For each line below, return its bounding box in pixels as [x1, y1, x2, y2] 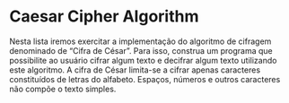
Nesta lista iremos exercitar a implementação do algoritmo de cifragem [9, 36, 272, 47]
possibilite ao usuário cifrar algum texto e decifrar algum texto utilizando [9, 55, 277, 65]
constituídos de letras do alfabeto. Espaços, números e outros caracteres [9, 73, 281, 84]
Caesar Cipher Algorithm [9, 6, 199, 27]
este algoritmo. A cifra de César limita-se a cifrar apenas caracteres [9, 64, 261, 75]
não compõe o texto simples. [9, 83, 117, 94]
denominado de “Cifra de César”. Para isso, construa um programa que [9, 45, 274, 56]
